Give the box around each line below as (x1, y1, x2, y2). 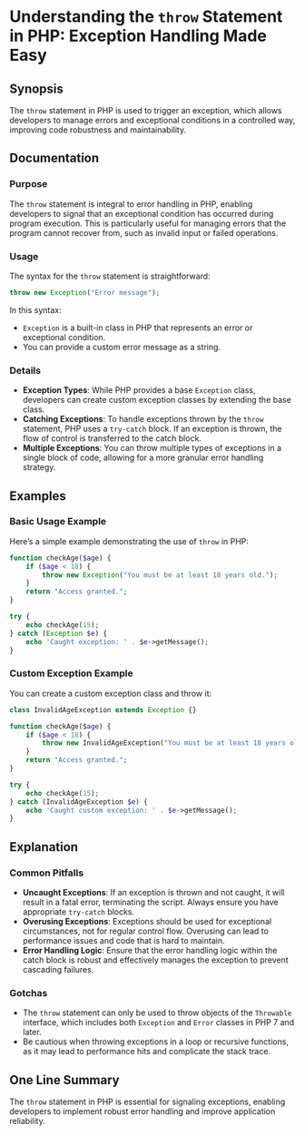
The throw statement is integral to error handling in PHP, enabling (9, 198, 253, 210)
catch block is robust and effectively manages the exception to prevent (22, 954, 289, 965)
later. (22, 1027, 43, 1038)
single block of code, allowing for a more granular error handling (22, 452, 264, 464)
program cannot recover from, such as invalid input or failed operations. (9, 227, 279, 238)
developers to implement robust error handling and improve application (9, 1106, 276, 1117)
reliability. (9, 1116, 45, 1127)
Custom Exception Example (9, 667, 133, 680)
